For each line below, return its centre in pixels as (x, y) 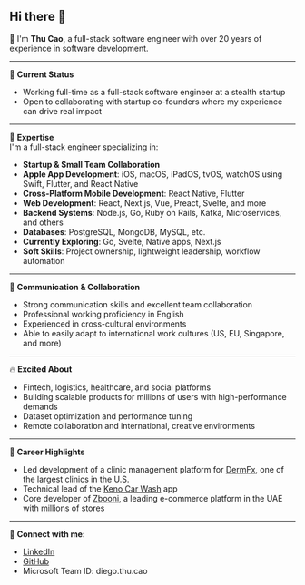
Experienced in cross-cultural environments (104, 324)
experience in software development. (79, 48)
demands (40, 406)
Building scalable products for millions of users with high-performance (155, 396)
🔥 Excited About (41, 369)
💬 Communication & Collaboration (75, 287)
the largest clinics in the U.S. (76, 479)
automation (44, 260)
